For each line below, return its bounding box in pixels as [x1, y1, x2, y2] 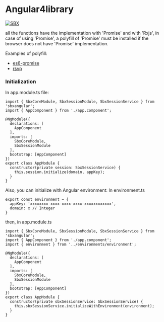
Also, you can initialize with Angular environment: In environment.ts [5, 187, 145, 193]
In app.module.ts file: [5, 90, 49, 96]
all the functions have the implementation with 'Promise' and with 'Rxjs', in [5, 30, 159, 36]
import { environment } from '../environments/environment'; [5, 242, 137, 247]
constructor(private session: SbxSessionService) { [10, 165, 121, 171]
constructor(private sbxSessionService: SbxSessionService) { [10, 299, 143, 304]
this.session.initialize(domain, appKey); [14, 170, 105, 175]
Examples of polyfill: [5, 50, 48, 56]
